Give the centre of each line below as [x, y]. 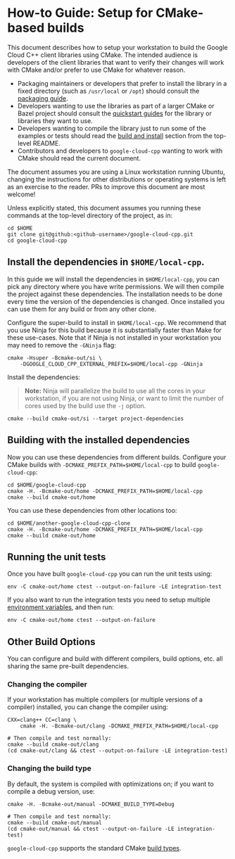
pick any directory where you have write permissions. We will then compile [116, 286]
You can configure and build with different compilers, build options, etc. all [115, 658]
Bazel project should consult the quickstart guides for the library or [115, 113]
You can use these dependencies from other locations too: [92, 510]
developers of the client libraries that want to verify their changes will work [116, 62]
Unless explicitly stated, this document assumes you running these [104, 208]
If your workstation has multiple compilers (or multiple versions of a [105, 700]
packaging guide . [43, 98]
